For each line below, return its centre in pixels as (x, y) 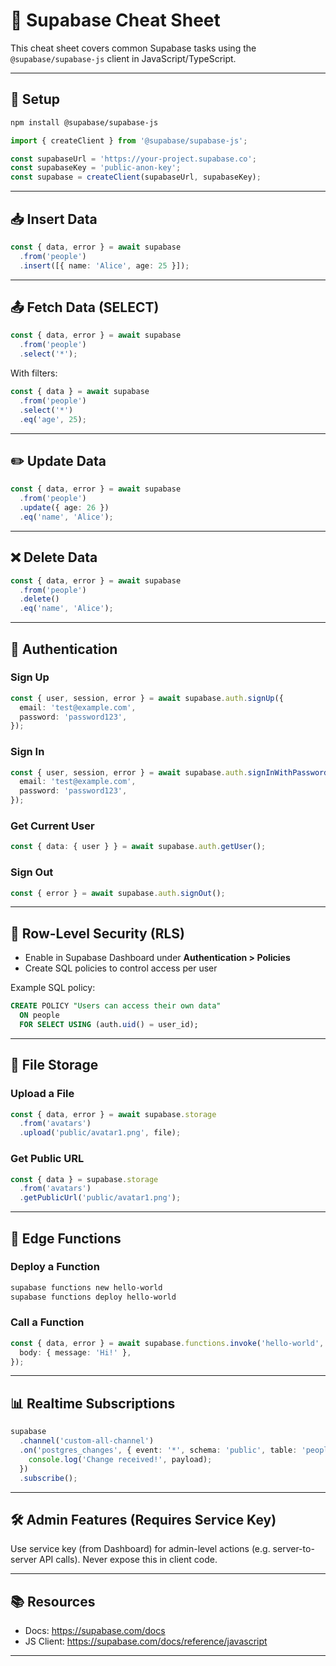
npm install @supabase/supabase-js (84, 122)
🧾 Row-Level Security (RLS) (97, 933)
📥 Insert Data (54, 219)
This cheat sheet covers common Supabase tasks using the (133, 48)
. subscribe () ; (48, 1478)
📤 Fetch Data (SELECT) (85, 307)
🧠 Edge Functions (66, 1238)
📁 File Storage (54, 1065)
